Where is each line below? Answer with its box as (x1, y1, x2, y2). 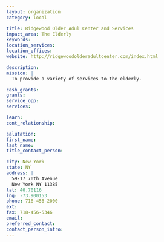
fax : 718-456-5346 (6, 209, 53, 215)
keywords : (6, 37, 31, 43)
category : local (6, 15, 47, 21)
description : (6, 64, 39, 70)
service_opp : (6, 98, 39, 104)
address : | (6, 170, 34, 176)
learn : (6, 114, 23, 120)
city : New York (6, 159, 45, 165)
